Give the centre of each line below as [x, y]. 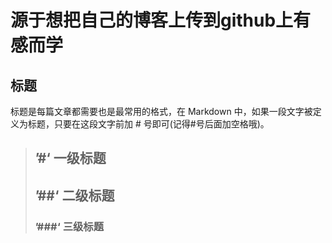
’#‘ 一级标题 [70, 158]
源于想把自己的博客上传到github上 [152, 20]
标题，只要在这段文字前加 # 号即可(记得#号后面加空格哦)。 [148, 124]
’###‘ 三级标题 [69, 226]
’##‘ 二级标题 [74, 195]
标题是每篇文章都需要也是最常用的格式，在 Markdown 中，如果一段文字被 [161, 111]
